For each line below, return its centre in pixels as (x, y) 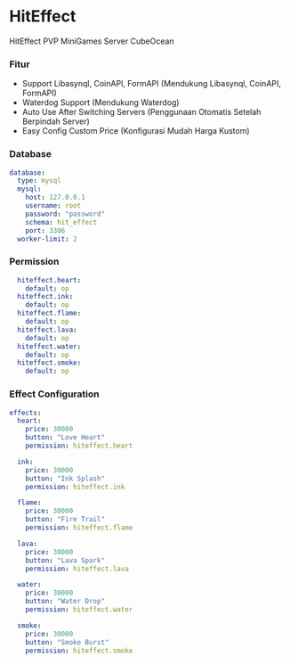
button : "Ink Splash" (65, 479)
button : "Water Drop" (65, 602)
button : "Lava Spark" (65, 560)
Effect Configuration (54, 394)
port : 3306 (45, 230)
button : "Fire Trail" (65, 520)
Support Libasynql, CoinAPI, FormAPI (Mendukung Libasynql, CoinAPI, (152, 84)
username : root (53, 206)
